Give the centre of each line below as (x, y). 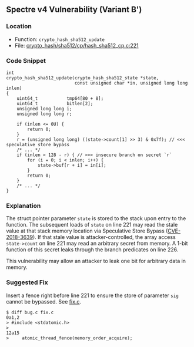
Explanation (24, 205)
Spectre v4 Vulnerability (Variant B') (74, 10)
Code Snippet (26, 60)
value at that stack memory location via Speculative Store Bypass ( (87, 231)
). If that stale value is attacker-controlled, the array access (104, 237)
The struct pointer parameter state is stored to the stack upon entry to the (96, 218)
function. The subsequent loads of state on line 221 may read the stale (92, 225)
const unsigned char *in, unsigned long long (131, 83)
